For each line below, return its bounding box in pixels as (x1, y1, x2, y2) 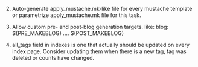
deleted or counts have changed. (11, 54, 95, 61)
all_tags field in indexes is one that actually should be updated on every (11, 42, 190, 48)
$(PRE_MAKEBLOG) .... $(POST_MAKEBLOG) (11, 30, 124, 37)
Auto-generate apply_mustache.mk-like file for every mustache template (11, 5, 193, 12)
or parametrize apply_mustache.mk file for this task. (11, 11, 142, 19)
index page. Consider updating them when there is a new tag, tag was (11, 48, 187, 55)
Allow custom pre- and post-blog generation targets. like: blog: (11, 24, 169, 30)
